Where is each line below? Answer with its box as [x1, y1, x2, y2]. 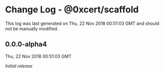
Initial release [5, 63, 33, 69]
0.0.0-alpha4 [5, 40, 47, 49]
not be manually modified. [5, 25, 58, 31]
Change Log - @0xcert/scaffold [5, 4, 139, 15]
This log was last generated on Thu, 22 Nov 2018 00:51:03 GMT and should [5, 20, 160, 26]
